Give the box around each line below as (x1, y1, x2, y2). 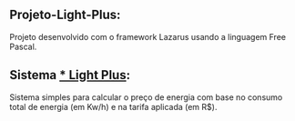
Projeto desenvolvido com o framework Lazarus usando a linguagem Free (9, 31, 287, 42)
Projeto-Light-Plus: (9, 7, 121, 23)
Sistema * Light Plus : (9, 67, 130, 83)
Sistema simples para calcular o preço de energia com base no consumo (9, 91, 283, 103)
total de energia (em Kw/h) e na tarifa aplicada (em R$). (9, 101, 218, 112)
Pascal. (9, 41, 37, 52)
